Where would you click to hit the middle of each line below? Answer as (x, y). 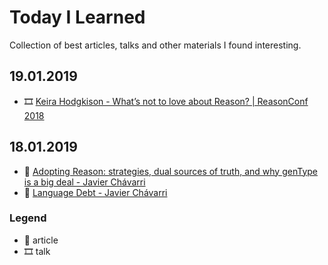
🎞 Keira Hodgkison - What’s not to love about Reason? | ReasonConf (166, 101)
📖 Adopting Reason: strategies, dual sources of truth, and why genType (170, 171)
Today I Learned (77, 17)
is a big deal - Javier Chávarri (84, 182)
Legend (28, 218)
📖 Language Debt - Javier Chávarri (95, 192)
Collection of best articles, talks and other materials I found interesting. (155, 45)
